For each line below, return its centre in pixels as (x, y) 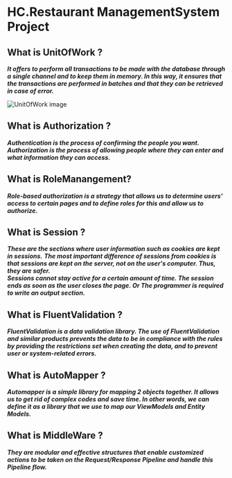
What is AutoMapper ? (56, 375)
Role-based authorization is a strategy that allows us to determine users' (115, 196)
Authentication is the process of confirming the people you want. (103, 143)
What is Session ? (46, 232)
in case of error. (30, 91)
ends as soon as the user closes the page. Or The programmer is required (115, 286)
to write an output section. (46, 293)
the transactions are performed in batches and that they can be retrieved (115, 83)
